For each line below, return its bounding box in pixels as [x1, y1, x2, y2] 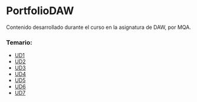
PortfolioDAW [6, 4, 74, 18]
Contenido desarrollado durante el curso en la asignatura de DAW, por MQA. [6, 24, 192, 31]
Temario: [6, 38, 32, 47]
